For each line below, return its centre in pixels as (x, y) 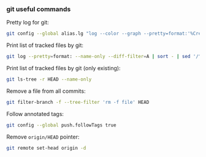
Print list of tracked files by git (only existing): (63, 68)
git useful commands (39, 9)
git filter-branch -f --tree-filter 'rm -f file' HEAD (78, 102)
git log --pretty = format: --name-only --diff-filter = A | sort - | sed (98, 57)
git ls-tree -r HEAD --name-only (49, 79)
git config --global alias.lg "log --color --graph (74, 34)
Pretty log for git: (28, 23)
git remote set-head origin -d (46, 148)
